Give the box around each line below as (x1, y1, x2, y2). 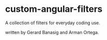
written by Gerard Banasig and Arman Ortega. (5, 29, 99, 35)
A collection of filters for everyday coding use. (5, 20, 101, 26)
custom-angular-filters (5, 3, 103, 15)
